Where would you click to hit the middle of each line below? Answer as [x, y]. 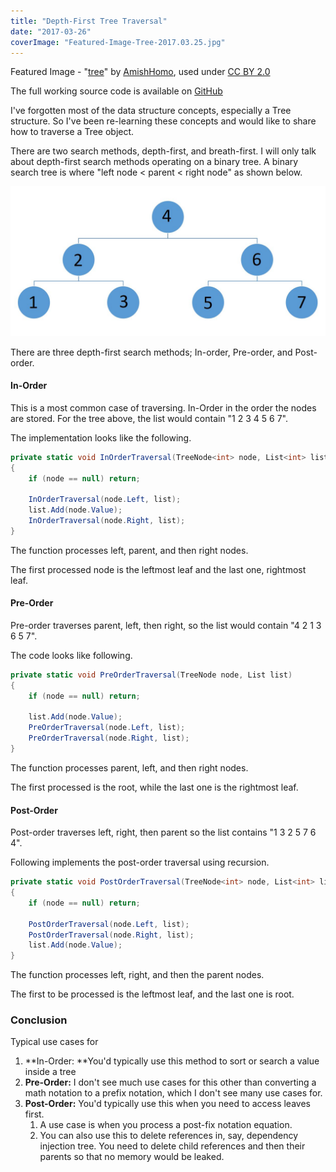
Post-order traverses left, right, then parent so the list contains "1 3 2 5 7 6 [163, 832]
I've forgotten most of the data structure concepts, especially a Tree [151, 111]
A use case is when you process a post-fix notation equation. [166, 1125]
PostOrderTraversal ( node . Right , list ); [111, 935]
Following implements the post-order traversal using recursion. [140, 862]
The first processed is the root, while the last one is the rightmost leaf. [154, 787]
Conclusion [39, 1020]
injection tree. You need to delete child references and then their [172, 1146]
